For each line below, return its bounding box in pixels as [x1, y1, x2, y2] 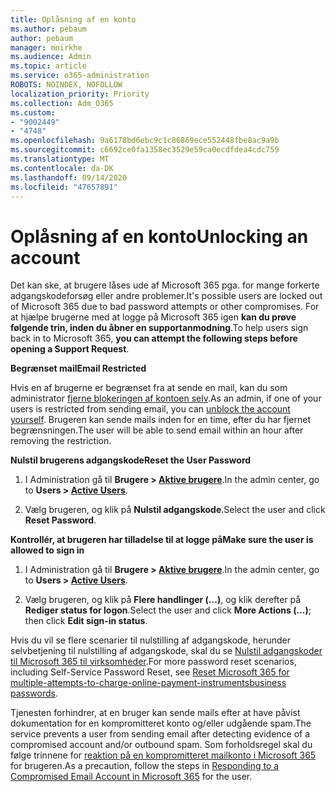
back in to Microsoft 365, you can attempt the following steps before [10, 332, 298, 345]
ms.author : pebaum [10, 24, 87, 34]
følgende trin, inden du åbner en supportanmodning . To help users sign [10, 322, 309, 334]
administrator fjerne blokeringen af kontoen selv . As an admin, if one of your [10, 392, 322, 405]
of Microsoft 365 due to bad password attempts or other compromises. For [10, 301, 320, 313]
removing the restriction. [10, 435, 112, 447]
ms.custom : [10, 107, 56, 118]
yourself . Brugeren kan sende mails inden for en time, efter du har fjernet [10, 414, 311, 426]
